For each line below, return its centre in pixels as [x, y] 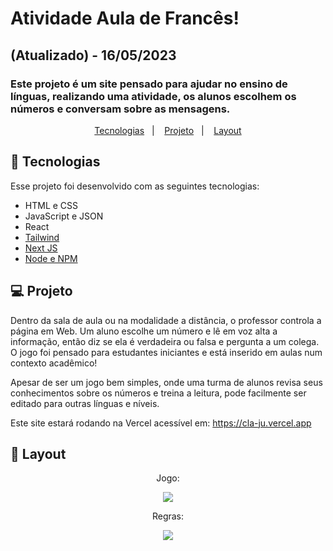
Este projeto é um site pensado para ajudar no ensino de [149, 84]
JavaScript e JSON [64, 216]
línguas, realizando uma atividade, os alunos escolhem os [153, 96]
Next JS [41, 248]
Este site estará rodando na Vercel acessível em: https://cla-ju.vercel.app [161, 423]
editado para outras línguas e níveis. [85, 403]
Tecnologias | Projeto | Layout [168, 130]
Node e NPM [51, 258]
